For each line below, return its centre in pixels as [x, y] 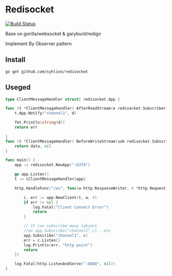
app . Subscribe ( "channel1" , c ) [56, 235]
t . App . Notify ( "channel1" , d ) [46, 113]
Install [15, 60]
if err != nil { [41, 202]
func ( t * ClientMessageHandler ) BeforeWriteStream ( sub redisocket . [79, 141]
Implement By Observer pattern [39, 43]
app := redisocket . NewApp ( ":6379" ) [52, 165]
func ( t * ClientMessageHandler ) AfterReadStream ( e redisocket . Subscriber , [87, 108]
